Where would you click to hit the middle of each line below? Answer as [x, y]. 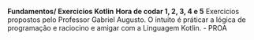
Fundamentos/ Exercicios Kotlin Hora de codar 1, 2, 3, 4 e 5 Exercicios [123, 11]
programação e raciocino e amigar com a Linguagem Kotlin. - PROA [118, 28]
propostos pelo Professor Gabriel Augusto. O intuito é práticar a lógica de [127, 20]
